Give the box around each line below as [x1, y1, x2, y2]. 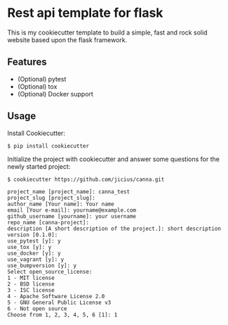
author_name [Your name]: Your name [7, 200, 114, 208]
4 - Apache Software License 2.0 [7, 293, 105, 300]
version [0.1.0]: [7, 231, 58, 238]
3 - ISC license [7, 286, 55, 293]
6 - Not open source [7, 305, 68, 312]
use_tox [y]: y [7, 243, 52, 250]
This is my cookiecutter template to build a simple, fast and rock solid [7, 28, 208, 37]
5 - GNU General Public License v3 [7, 299, 112, 306]
